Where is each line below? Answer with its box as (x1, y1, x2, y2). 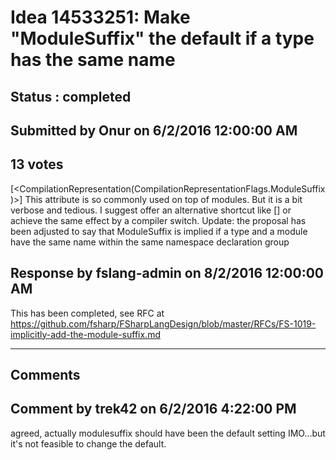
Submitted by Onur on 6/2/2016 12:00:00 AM (10, 122, 298, 139)
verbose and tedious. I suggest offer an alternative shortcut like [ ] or (10, 204, 292, 216)
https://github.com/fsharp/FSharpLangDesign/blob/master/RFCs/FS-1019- (10, 317, 317, 330)
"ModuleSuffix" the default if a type (10, 27, 315, 50)
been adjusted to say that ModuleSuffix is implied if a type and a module (10, 225, 308, 237)
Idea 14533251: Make (10, 6, 191, 29)
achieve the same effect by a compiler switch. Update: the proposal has (10, 214, 307, 226)
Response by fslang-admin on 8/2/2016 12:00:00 (10, 265, 324, 282)
